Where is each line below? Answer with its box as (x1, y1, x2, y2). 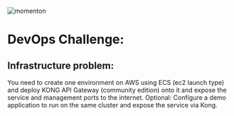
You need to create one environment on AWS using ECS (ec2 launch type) (7, 79, 225, 86)
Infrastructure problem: (7, 59, 115, 71)
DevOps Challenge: (7, 32, 124, 47)
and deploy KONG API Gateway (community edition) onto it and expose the (7, 86, 227, 94)
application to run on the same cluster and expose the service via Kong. (7, 101, 218, 109)
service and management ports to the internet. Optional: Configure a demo (7, 93, 226, 102)
